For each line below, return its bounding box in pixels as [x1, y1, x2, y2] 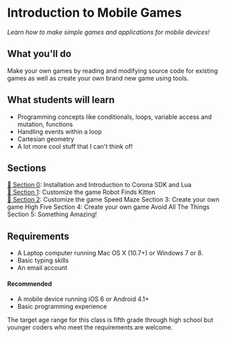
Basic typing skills [17, 256, 69, 265]
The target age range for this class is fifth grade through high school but [7, 316, 214, 324]
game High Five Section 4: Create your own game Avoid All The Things [7, 203, 210, 211]
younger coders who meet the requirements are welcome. [7, 323, 173, 332]
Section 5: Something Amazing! [7, 210, 97, 218]
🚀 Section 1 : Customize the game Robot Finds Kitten [7, 188, 156, 196]
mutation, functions [17, 120, 73, 128]
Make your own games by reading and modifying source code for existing [7, 66, 218, 74]
